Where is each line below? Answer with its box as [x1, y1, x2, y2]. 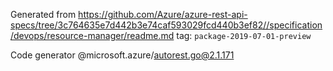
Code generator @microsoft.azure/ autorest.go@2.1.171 [10, 49, 235, 61]
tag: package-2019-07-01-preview [176, 30, 312, 41]
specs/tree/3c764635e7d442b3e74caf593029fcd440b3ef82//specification [10, 19, 323, 31]
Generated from [10, 9, 77, 20]
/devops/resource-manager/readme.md [10, 30, 175, 41]
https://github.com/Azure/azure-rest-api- [78, 9, 248, 20]
